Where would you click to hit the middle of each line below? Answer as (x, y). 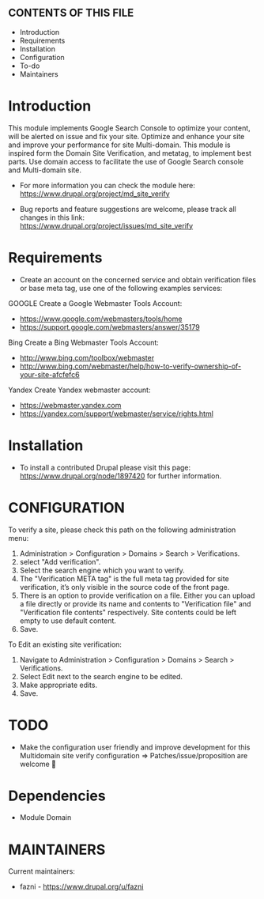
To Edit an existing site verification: (65, 644)
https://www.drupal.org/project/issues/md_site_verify (106, 225)
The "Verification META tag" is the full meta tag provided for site (124, 578)
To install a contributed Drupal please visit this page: (105, 467)
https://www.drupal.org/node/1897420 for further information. (121, 476)
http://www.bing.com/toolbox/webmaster (87, 357)
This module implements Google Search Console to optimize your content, (129, 128)
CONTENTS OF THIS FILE (71, 13)
